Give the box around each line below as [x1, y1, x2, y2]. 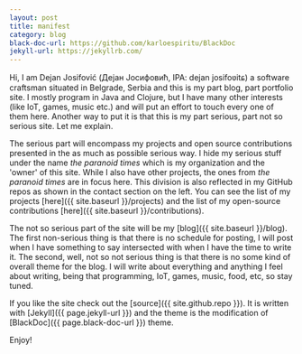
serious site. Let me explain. [9, 121, 114, 132]
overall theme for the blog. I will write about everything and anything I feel [9, 261, 284, 272]
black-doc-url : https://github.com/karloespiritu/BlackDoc [9, 38, 236, 48]
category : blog [9, 30, 67, 39]
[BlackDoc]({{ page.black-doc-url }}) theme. [9, 317, 174, 328]
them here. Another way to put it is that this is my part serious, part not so [9, 111, 283, 122]
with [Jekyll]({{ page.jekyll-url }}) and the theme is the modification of [9, 308, 269, 319]
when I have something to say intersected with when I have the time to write [9, 242, 292, 253]
